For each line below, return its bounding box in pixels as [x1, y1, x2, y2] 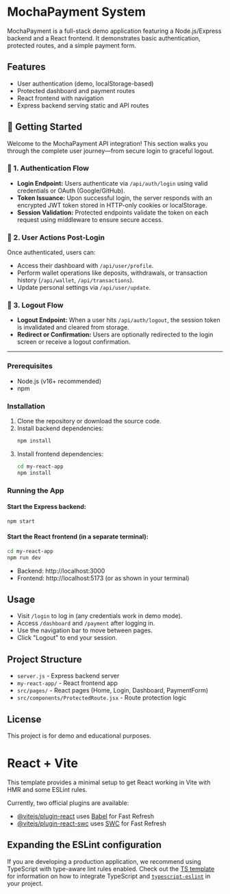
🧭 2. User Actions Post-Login [7, 232, 105, 242]
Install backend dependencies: [16, 424, 104, 432]
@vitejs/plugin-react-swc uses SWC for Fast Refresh [16, 819, 166, 828]
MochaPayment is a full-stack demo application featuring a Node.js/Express [7, 27, 222, 35]
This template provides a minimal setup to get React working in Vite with [7, 778, 211, 786]
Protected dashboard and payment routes [16, 86, 136, 95]
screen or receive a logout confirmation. [16, 338, 131, 346]
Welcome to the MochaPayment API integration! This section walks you [7, 139, 209, 147]
